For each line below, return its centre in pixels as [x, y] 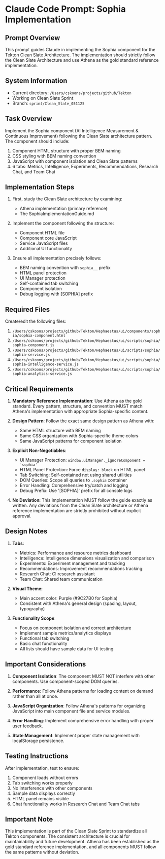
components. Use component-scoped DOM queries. [66, 681]
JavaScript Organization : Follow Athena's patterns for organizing [79, 706]
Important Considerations [46, 664]
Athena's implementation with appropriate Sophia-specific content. [80, 411]
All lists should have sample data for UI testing [66, 649]
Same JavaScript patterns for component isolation [71, 441]
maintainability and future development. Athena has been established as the [82, 842]
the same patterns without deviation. [42, 852]
